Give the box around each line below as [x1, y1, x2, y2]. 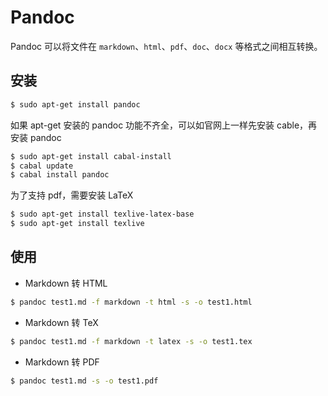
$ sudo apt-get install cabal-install [10, 151, 172, 161]
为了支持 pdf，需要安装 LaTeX [10, 189, 134, 201]
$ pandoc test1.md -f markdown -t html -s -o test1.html [10, 297, 253, 307]
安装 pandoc [10, 131, 62, 143]
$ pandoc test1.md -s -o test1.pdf [10, 376, 159, 386]
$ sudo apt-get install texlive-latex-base [10, 209, 195, 220]
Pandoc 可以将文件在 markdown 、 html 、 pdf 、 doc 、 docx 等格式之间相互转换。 [10, 40, 323, 52]
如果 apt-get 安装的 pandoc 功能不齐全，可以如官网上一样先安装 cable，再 [10, 119, 318, 131]
